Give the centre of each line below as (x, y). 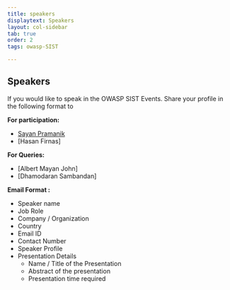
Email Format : (29, 190)
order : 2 (20, 40)
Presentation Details (47, 256)
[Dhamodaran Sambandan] (57, 176)
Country (29, 226)
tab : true (22, 34)
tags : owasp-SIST (33, 47)
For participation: (34, 120)
